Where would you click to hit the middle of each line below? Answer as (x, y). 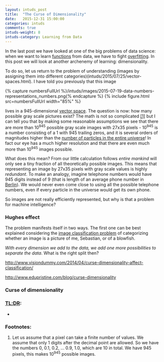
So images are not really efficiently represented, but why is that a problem (80, 199)
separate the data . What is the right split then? (52, 253)
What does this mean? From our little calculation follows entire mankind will (81, 159)
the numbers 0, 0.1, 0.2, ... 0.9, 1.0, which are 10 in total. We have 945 (82, 348)
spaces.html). (19, 81)
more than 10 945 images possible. (39, 149)
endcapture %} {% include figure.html (111, 96)
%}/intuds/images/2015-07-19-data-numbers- (108, 91)
